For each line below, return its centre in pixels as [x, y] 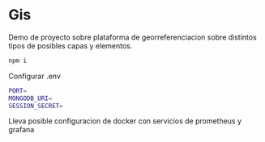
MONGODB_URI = [30, 98]
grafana [21, 130]
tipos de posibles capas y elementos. [71, 45]
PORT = [17, 90]
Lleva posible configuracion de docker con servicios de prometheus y [125, 121]
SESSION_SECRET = [36, 106]
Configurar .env [34, 76]
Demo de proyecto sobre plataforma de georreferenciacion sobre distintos [132, 37]
